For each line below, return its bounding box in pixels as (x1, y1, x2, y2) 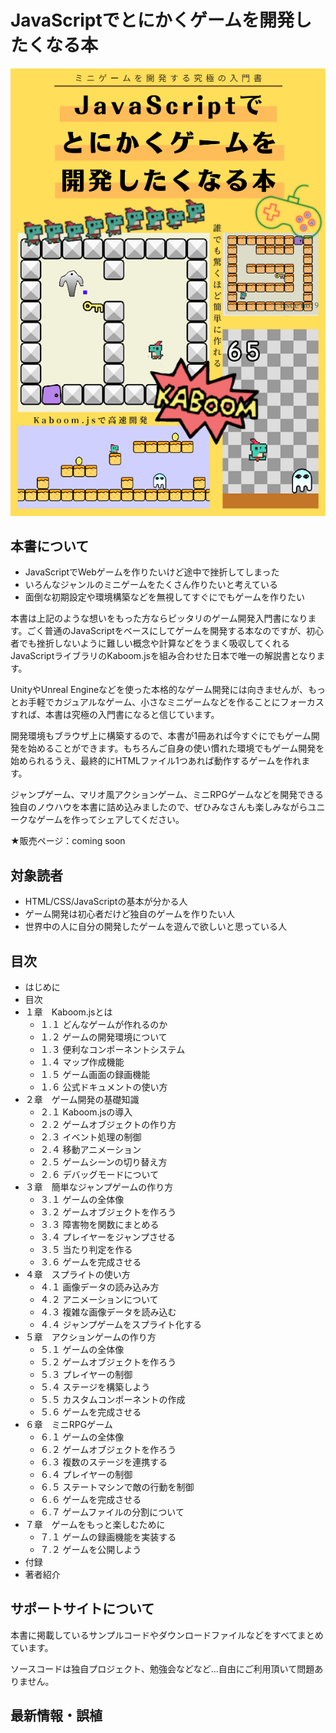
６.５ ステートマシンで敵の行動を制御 (39, 1481, 195, 1493)
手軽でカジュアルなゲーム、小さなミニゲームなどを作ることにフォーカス (27, 696, 325, 708)
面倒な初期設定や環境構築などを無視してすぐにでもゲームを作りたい (24, 591, 305, 603)
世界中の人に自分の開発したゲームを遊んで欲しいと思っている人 (24, 921, 287, 933)
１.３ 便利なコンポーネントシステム (39, 1044, 186, 1056)
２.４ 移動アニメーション (39, 1144, 142, 1156)
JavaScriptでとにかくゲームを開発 (10, 9, 295, 32)
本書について (10, 538, 90, 555)
